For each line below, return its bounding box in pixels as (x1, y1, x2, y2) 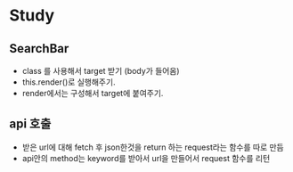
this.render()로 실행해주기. (21, 77, 116, 87)
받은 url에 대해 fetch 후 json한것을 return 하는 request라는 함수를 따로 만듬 (21, 142, 284, 152)
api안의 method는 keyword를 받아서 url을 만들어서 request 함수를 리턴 (21, 152, 271, 163)
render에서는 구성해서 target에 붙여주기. (21, 88, 164, 98)
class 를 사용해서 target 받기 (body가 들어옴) (21, 66, 180, 76)
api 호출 (9, 117, 52, 132)
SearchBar (9, 41, 69, 56)
